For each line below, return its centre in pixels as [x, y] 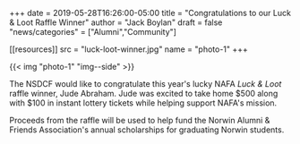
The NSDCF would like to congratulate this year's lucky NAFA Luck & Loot [146, 84]
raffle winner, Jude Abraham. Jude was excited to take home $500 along [144, 93]
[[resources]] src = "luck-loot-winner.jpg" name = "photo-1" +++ [129, 49]
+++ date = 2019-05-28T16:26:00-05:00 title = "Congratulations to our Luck [150, 13]
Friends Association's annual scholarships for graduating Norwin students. [147, 130]
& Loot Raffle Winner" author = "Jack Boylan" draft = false [116, 22]
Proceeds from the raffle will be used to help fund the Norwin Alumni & [140, 120]
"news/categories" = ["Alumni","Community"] [93, 32]
